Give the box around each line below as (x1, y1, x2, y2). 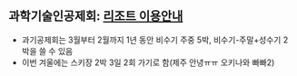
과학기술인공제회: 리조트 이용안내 (8, 8, 183, 24)
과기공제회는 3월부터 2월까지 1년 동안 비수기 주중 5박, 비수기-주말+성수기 (21, 34, 282, 45)
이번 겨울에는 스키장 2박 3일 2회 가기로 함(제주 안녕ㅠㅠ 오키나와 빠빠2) (21, 57, 275, 68)
